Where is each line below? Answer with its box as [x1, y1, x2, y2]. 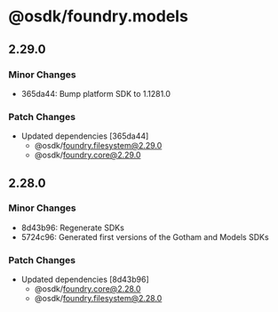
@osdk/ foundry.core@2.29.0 [34, 149, 141, 161]
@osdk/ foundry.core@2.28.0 [34, 284, 141, 294]
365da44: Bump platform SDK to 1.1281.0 [20, 88, 171, 99]
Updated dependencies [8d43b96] [20, 274, 150, 285]
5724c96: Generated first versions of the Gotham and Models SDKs [20, 231, 269, 242]
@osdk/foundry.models [8, 6, 188, 27]
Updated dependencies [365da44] [20, 131, 149, 141]
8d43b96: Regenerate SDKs [20, 222, 125, 233]
